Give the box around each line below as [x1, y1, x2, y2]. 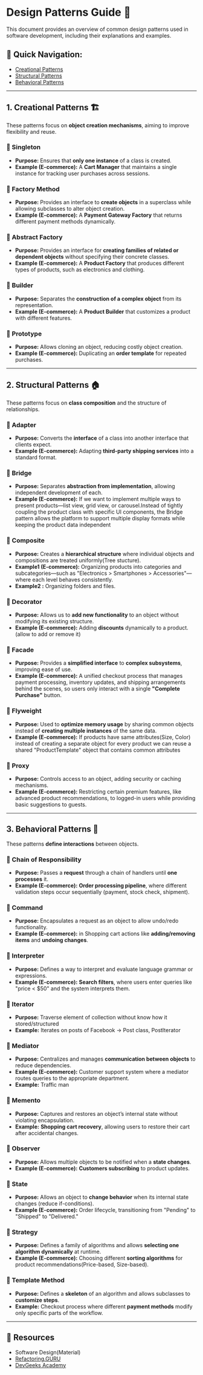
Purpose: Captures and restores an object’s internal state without [14, 1110, 178, 1117]
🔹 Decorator [6, 597, 42, 606]
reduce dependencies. [14, 1062, 71, 1069]
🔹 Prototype [6, 330, 42, 338]
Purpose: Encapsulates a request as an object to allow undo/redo [14, 917, 179, 924]
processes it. [14, 875, 48, 883]
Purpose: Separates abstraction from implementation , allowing [14, 483, 175, 490]
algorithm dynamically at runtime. [14, 1248, 101, 1256]
